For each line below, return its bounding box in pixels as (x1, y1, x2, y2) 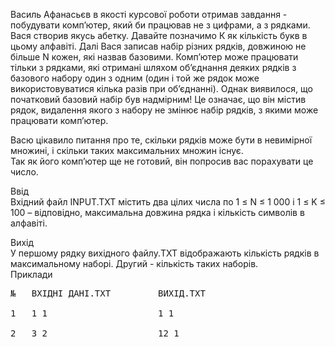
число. (10, 166, 39, 178)
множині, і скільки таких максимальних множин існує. (10, 145, 244, 156)
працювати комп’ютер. (10, 115, 109, 126)
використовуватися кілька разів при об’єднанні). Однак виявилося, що (10, 83, 313, 94)
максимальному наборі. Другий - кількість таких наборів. (10, 258, 259, 269)
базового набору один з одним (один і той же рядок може (10, 72, 260, 84)
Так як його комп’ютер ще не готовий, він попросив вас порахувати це (10, 155, 314, 167)
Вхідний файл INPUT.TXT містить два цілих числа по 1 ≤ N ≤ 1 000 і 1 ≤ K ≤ (10, 196, 326, 208)
